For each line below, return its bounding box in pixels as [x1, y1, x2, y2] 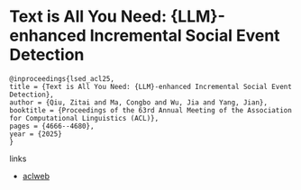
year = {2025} [9, 129, 63, 139]
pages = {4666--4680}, [9, 122, 95, 131]
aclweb [22, 170, 50, 181]
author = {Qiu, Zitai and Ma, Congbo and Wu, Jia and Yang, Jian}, [9, 97, 269, 107]
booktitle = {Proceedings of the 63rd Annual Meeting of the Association [9, 105, 293, 114]
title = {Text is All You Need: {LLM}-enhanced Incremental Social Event [9, 82, 293, 91]
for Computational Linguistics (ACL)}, [9, 113, 160, 122]
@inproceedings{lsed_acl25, [9, 74, 115, 83]
